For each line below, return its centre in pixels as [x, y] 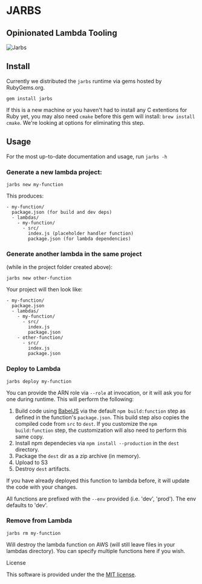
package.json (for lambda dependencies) [80, 239]
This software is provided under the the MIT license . [71, 574]
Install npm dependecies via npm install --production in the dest [97, 443]
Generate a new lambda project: [54, 172]
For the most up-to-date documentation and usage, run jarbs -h [87, 156]
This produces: [25, 196]
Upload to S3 [31, 462]
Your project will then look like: [44, 290]
